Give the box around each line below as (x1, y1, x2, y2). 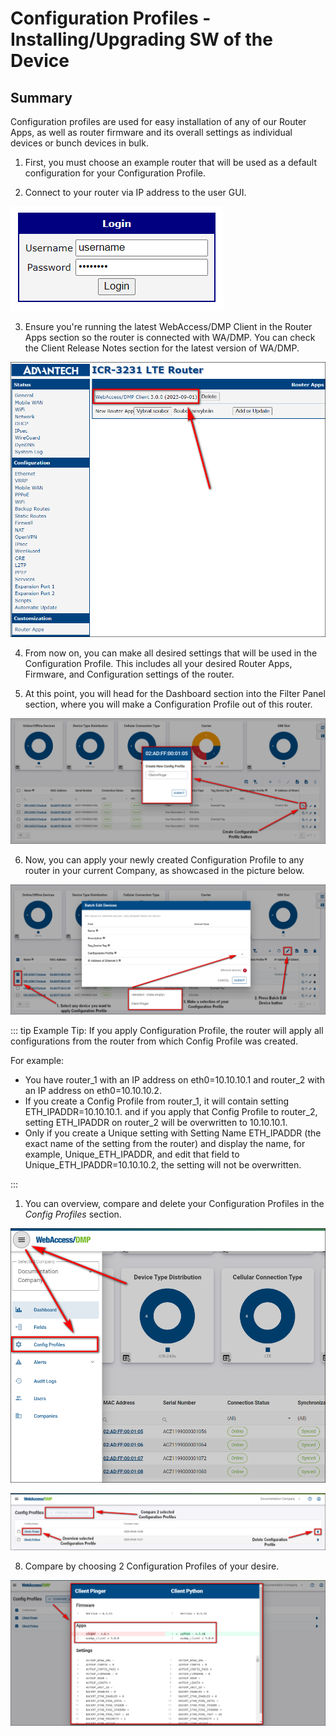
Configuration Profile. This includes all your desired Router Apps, (24, 658, 293, 670)
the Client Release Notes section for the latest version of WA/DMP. (24, 342, 300, 354)
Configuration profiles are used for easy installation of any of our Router (10, 116, 307, 127)
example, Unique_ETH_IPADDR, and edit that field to (24, 1148, 240, 1161)
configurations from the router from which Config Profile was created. (10, 1035, 299, 1047)
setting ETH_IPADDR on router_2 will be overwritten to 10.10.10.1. (24, 1117, 288, 1129)
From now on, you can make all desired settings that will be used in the (24, 647, 318, 659)
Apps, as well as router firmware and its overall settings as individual (10, 127, 293, 138)
